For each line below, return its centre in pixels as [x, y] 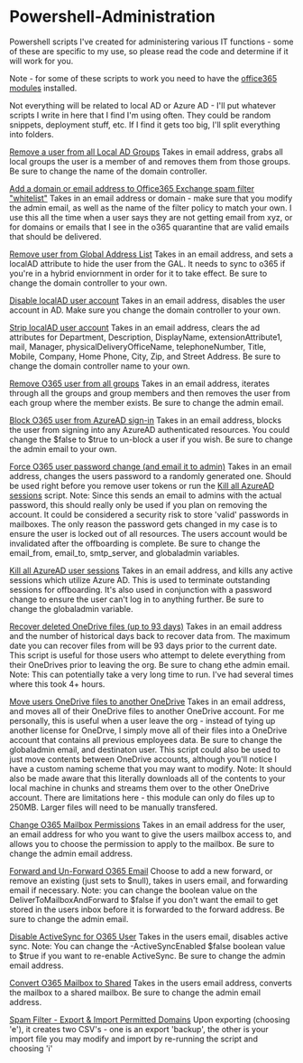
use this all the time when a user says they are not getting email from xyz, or [151, 217]
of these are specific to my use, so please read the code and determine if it [149, 51]
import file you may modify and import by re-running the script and [134, 1039]
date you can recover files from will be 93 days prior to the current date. [143, 645]
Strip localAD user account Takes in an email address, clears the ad [135, 327]
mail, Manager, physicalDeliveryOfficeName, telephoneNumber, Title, [138, 346]
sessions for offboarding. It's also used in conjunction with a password [141, 589]
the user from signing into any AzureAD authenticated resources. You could [150, 429]
